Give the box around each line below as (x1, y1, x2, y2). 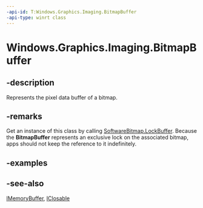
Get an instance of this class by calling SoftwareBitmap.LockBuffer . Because (6, 127, 198, 135)
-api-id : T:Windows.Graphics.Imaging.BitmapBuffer (6, 8, 137, 15)
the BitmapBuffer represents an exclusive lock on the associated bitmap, (6, 134, 189, 141)
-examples (6, 158, 48, 168)
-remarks (6, 111, 42, 121)
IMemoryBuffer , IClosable (6, 195, 70, 202)
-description (6, 78, 55, 88)
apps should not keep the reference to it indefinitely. (6, 140, 137, 147)
